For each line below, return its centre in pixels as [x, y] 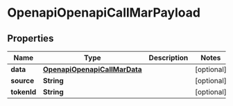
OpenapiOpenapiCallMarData [92, 69]
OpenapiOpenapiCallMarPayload [104, 13]
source [23, 81]
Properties [31, 38]
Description [169, 58]
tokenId [24, 92]
